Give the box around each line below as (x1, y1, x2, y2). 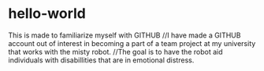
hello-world (8, 5, 87, 23)
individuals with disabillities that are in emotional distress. (8, 55, 195, 65)
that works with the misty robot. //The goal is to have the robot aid (8, 47, 223, 56)
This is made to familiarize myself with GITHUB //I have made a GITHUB (8, 30, 241, 40)
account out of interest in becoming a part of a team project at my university (8, 38, 256, 48)
